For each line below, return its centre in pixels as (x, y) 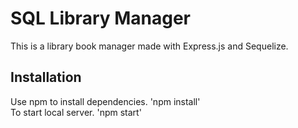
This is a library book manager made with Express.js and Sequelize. (149, 46)
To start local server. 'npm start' (76, 112)
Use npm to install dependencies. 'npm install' (105, 101)
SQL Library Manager (101, 18)
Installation (46, 77)
